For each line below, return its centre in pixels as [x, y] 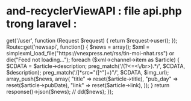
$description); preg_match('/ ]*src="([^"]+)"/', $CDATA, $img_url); [88, 72]
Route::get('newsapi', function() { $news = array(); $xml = [78, 47]
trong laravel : [42, 24]
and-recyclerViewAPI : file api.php [94, 11]
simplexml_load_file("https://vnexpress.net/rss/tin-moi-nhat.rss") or [90, 53]
